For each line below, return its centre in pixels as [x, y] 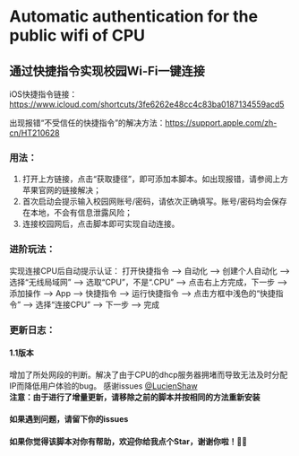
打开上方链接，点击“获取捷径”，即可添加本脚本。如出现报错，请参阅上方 [155, 179]
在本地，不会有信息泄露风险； [77, 213]
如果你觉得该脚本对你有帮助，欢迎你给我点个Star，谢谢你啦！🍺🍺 [128, 441]
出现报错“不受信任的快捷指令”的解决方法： [87, 123]
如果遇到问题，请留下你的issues [69, 419]
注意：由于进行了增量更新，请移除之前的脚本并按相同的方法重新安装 [135, 397]
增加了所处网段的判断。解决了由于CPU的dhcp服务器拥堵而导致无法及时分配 [149, 374]
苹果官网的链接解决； [61, 190]
